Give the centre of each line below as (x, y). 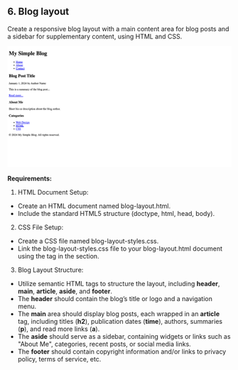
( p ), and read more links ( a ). (59, 329)
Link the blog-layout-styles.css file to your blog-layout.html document (120, 249)
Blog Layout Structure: (50, 270)
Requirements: (29, 178)
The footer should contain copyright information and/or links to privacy (122, 352)
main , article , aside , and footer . (65, 291)
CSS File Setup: (40, 227)
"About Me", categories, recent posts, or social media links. (104, 344)
